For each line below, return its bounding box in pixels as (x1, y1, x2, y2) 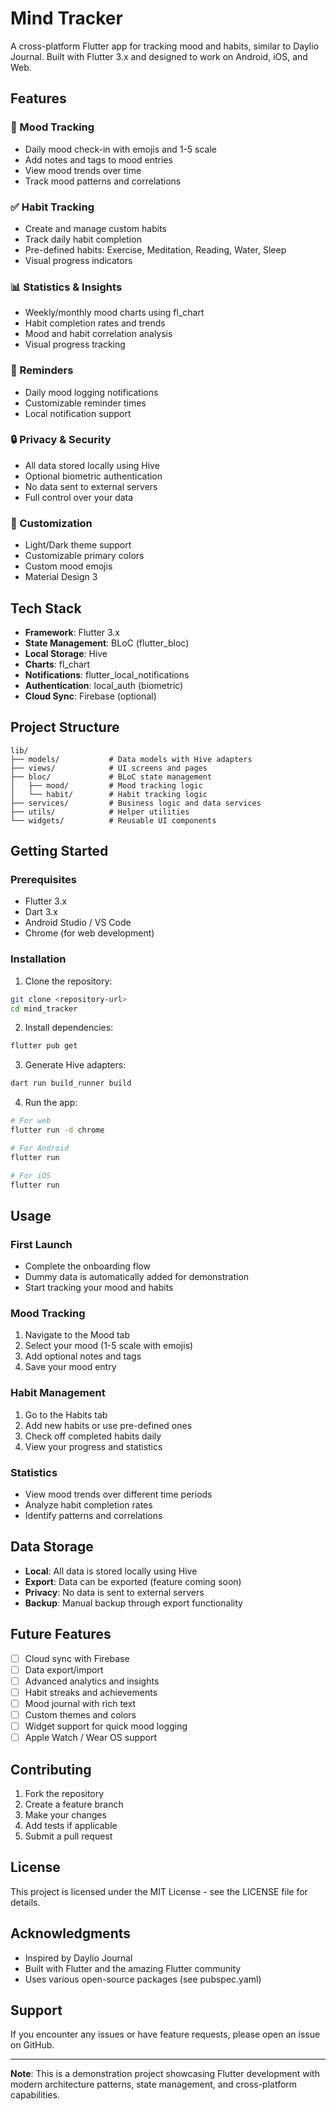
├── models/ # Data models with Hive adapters (10, 754, 253, 764)
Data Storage (10, 1538, 94, 1556)
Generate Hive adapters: (24, 1059, 127, 1071)
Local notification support (24, 407, 132, 419)
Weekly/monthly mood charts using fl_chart (24, 307, 205, 319)
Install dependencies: (24, 1022, 114, 1034)
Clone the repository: (24, 975, 113, 987)
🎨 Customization (10, 516, 93, 530)
